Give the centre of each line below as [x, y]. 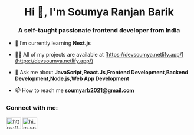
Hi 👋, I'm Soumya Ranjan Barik [99, 12]
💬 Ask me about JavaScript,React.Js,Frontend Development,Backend [101, 73]
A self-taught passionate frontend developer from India [99, 31]
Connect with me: [32, 108]
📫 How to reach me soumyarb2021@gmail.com [74, 90]
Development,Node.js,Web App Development [72, 78]
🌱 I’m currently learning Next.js [53, 43]
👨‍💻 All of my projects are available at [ [61, 55]
